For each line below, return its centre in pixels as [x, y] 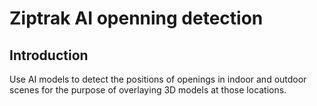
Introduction [49, 55]
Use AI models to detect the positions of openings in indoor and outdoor [158, 79]
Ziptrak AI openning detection [136, 18]
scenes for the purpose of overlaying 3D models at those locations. [148, 90]
